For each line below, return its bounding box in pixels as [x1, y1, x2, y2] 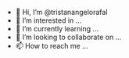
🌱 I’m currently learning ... [15, 24, 99, 33]
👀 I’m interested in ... [15, 16, 82, 25]
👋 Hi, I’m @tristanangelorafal [15, 8, 108, 16]
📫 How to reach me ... [15, 42, 88, 50]
